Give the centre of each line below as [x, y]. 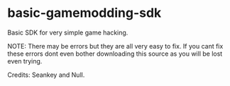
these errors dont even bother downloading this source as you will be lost [115, 54]
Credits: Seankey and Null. [46, 75]
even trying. [25, 61]
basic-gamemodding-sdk [84, 13]
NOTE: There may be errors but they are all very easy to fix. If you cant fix [115, 46]
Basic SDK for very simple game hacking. [68, 32]
